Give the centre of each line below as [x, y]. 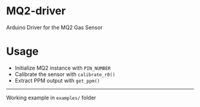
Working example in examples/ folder [51, 97]
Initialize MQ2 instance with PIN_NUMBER [63, 68]
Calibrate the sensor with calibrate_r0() [65, 74]
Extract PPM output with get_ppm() [57, 80]
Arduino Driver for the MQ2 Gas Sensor [54, 27]
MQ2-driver [36, 11]
